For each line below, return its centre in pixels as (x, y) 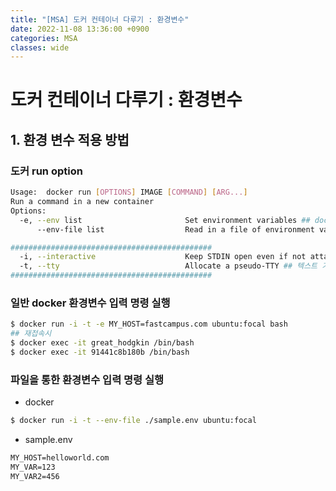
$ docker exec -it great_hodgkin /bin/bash (102, 343)
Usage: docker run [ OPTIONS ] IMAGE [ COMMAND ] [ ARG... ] (129, 192)
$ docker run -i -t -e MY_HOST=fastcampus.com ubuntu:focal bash (149, 324)
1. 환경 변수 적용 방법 (70, 139)
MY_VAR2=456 (35, 476)
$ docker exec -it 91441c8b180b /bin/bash (100, 352)
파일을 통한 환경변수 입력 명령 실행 (87, 379)
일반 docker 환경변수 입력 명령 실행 (90, 303)
